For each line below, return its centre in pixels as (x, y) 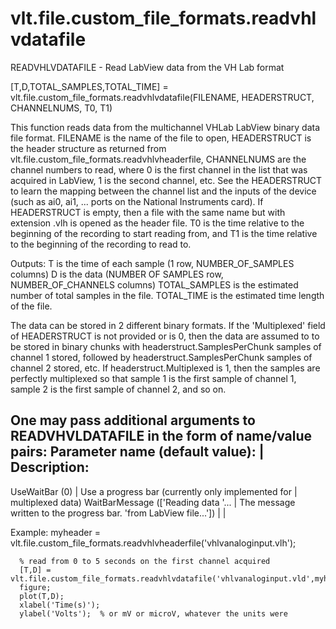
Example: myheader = (55, 532)
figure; (35, 587)
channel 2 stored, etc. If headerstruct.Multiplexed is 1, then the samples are (165, 368)
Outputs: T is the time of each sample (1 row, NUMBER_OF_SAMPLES (152, 263)
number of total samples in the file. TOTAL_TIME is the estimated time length (167, 295)
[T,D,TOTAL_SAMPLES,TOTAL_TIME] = (89, 86)
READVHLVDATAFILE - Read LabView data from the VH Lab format (147, 67)
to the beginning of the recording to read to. (101, 244)
